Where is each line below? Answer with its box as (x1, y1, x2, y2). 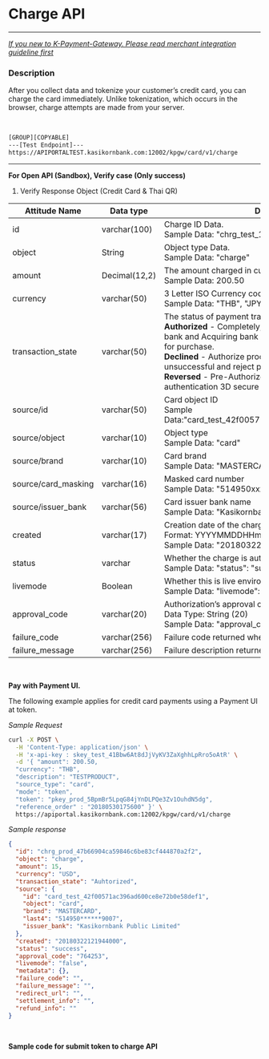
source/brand (12, 455, 64, 466)
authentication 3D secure (163, 381, 259, 392)
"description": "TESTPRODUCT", (15, 773, 120, 782)
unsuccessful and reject (163, 361, 255, 372)
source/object (12, 432, 66, 443)
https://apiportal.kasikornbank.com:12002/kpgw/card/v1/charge (15, 810, 231, 819)
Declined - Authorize (163, 350, 245, 362)
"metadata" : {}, (15, 967, 70, 975)
